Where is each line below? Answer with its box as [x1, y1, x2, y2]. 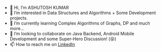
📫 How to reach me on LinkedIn [9, 42, 75, 47]
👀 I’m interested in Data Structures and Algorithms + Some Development [9, 10, 156, 16]
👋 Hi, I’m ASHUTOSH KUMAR [9, 5, 69, 10]
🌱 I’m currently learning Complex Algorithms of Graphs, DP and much [9, 20, 151, 26]
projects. [9, 15, 28, 21]
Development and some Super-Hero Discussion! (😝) [9, 36, 116, 42]
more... [9, 26, 25, 31]
